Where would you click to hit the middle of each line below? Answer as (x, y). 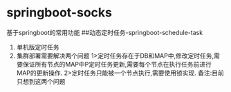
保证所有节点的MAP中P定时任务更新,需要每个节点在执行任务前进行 (117, 64)
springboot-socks (59, 13)
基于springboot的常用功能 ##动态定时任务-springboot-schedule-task (105, 32)
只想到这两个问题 (41, 81)
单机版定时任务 (38, 47)
